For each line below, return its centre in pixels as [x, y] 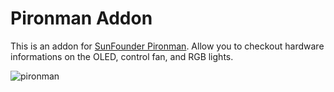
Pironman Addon [81, 18]
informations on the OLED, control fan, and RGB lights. [122, 56]
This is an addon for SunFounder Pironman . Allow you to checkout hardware [167, 46]
